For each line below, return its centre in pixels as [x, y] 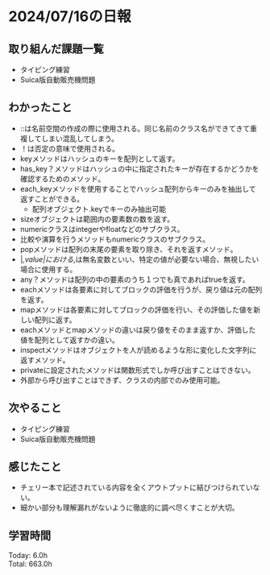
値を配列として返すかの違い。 [69, 340]
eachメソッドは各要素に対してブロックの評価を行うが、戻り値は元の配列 [141, 289]
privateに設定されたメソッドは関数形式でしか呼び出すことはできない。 [137, 370]
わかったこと [40, 108]
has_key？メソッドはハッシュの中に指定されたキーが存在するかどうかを [139, 168]
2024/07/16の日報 [70, 17]
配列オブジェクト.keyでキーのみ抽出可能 [99, 209]
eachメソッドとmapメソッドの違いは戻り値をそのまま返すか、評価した [138, 329]
